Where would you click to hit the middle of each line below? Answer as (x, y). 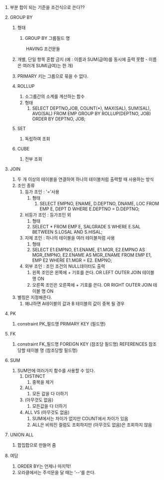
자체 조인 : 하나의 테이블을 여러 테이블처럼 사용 (70, 238)
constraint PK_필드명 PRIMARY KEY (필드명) (61, 324)
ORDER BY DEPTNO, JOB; (59, 119)
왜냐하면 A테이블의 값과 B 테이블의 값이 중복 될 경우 (75, 304)
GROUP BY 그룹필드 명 (47, 38)
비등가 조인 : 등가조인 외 (48, 215)
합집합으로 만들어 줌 (37, 445)
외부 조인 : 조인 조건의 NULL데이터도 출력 (65, 266)
